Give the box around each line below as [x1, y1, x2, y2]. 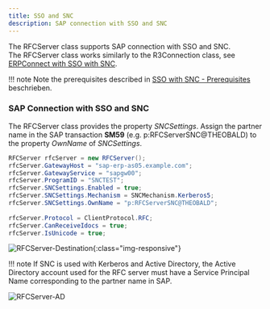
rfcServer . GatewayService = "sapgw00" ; [8, 169, 143, 177]
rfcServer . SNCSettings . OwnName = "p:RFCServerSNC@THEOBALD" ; [8, 199, 218, 207]
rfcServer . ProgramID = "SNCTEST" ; [8, 177, 125, 185]
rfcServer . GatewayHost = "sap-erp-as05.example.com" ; [8, 161, 193, 169]
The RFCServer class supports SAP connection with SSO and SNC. [8, 41, 231, 51]
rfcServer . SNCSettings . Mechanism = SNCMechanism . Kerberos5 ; [8, 191, 215, 200]
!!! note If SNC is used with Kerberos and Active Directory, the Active [8, 259, 236, 269]
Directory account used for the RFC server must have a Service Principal [8, 268, 250, 278]
